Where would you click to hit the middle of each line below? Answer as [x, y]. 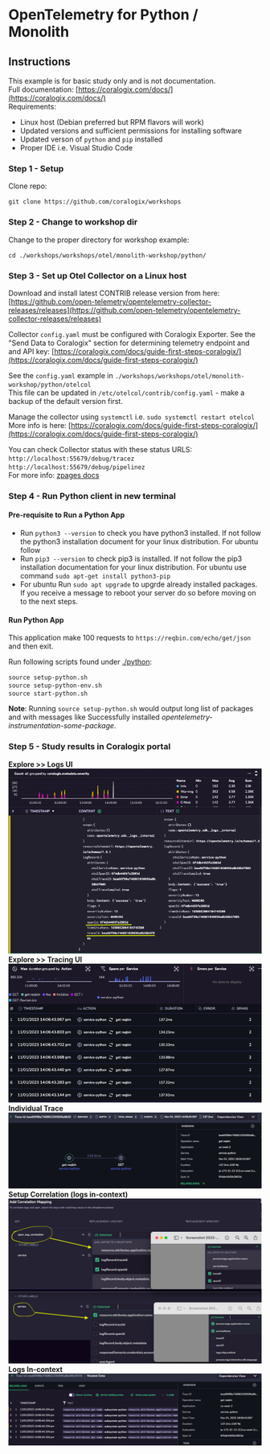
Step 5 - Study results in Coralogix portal [90, 747]
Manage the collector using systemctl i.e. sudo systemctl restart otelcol [132, 417]
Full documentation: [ [43, 89]
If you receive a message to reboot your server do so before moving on [138, 593]
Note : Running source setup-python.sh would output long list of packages [131, 709]
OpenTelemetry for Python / [103, 15]
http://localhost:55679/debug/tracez [72, 459]
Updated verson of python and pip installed [91, 139]
